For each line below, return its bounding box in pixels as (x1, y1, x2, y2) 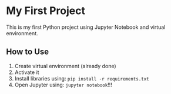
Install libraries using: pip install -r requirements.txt (14, 75, 150, 82)
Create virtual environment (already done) (14, 62, 116, 69)
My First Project (6, 4, 85, 18)
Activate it (14, 69, 39, 76)
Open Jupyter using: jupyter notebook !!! (14, 81, 113, 88)
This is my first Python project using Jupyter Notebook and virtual (6, 23, 166, 31)
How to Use (6, 47, 49, 57)
